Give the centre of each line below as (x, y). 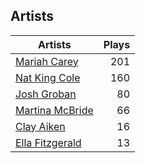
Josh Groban (46, 94)
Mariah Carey (47, 61)
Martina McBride (54, 110)
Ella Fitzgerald (48, 142)
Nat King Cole (48, 77)
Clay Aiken (40, 126)
